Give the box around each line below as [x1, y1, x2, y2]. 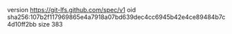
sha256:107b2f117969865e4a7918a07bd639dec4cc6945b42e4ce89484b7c [7, 13, 226, 21]
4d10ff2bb [7, 20, 37, 28]
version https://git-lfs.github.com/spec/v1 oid [7, 6, 136, 14]
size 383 [37, 20, 63, 28]
